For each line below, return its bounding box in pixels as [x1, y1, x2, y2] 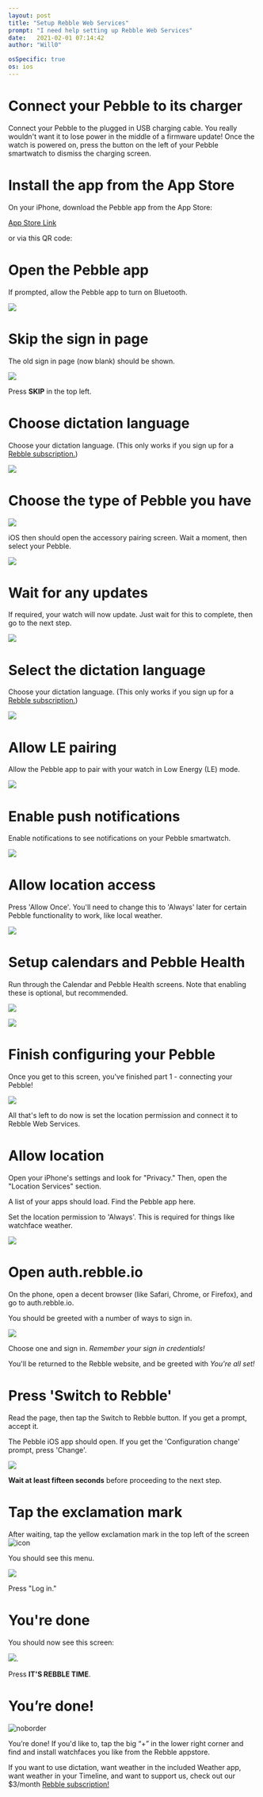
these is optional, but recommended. [8, 989, 128, 998]
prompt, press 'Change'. [8, 1445, 87, 1454]
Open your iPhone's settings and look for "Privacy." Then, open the [8, 1173, 227, 1182]
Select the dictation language [8, 661, 206, 679]
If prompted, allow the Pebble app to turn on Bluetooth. [8, 287, 188, 297]
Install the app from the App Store [8, 176, 235, 194]
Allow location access [8, 876, 156, 894]
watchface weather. [8, 1221, 73, 1230]
